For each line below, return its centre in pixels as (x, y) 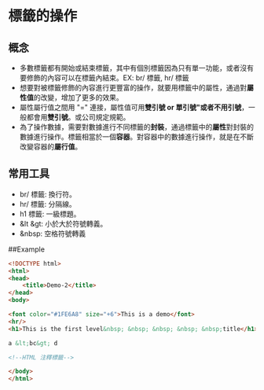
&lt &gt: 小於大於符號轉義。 (63, 223)
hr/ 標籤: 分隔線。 (48, 204)
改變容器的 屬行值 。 (51, 147)
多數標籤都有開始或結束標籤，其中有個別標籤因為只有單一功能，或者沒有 (136, 68)
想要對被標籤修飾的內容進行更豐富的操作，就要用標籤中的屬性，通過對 (133, 88)
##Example (27, 249)
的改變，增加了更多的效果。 (78, 97)
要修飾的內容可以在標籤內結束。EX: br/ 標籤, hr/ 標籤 (104, 78)
